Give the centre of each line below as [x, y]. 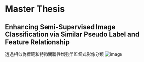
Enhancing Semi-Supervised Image [60, 27]
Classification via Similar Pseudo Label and [72, 34]
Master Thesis [35, 9]
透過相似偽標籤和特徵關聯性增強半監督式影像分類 [54, 54]
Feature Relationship [37, 42]
